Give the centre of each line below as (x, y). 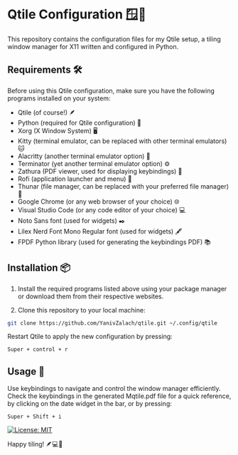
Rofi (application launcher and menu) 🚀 (75, 179)
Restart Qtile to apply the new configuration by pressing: (90, 337)
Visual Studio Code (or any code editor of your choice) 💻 (102, 210)
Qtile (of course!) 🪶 (47, 113)
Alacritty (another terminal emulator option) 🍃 (84, 156)
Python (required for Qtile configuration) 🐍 (80, 122)
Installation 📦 (39, 268)
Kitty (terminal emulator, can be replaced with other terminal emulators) (122, 141)
